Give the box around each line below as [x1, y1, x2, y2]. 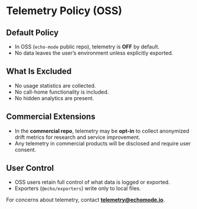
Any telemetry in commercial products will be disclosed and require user [14, 140, 191, 147]
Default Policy [6, 28, 59, 38]
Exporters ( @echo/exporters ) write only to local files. [14, 185, 142, 192]
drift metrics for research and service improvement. [14, 134, 140, 141]
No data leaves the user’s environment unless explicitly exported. [14, 49, 173, 57]
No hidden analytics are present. [14, 94, 94, 101]
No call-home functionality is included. [14, 88, 109, 95]
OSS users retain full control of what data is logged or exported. [14, 178, 170, 186]
